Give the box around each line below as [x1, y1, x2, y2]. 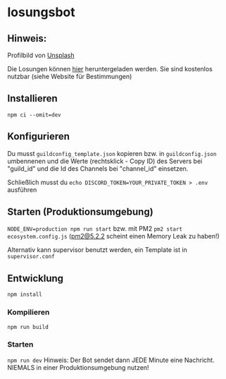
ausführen [7, 185, 37, 194]
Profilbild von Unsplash [7, 51, 75, 59]
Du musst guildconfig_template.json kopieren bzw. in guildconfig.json [7, 149, 217, 157]
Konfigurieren [7, 131, 70, 143]
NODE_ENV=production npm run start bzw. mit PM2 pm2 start [7, 224, 183, 233]
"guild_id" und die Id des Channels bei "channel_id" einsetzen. [7, 164, 189, 173]
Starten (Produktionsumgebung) [7, 206, 153, 218]
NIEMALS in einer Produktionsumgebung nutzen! [7, 363, 149, 371]
